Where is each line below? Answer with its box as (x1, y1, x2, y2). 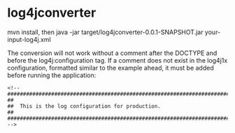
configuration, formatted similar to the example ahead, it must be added (7, 63, 215, 72)
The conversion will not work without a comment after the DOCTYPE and (7, 49, 218, 57)
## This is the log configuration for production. (7, 102, 161, 109)
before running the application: (7, 71, 97, 79)
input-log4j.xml (7, 35, 51, 43)
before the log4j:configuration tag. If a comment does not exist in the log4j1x (7, 56, 228, 64)
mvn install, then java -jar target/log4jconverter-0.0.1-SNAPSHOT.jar (7, 28, 204, 36)
